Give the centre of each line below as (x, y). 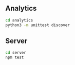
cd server (16, 53)
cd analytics (19, 20)
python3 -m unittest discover (38, 25)
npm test (15, 58)
